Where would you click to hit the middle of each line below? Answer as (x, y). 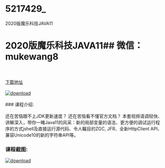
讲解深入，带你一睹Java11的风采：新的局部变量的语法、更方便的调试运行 (80, 122)
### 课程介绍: (20, 104)
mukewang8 (32, 57)
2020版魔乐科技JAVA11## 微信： (74, 46)
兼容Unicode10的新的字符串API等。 (42, 135)
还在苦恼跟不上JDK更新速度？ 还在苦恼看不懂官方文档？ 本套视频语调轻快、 (84, 116)
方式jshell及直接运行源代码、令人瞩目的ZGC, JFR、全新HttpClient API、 (88, 129)
